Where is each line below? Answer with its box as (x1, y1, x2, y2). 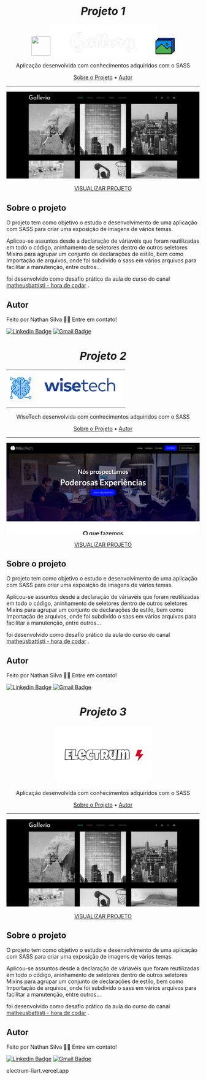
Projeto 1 (80, 4, 126, 18)
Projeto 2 (79, 349, 127, 363)
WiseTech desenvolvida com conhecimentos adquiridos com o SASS (16, 413, 190, 420)
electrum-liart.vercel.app (6, 1067, 69, 1074)
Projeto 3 (79, 705, 127, 719)
